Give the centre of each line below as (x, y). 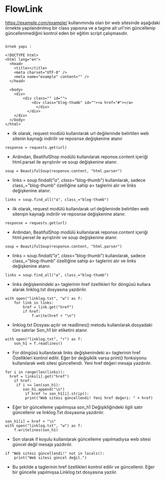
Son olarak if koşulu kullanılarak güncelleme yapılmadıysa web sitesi (82, 439)
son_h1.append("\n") (44, 389)
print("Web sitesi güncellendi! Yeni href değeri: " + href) (89, 398)
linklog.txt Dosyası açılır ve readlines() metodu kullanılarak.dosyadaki (82, 325)
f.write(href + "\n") (54, 316)
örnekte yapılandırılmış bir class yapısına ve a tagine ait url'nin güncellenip (81, 28)
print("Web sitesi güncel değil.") (50, 458)
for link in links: (34, 303)
